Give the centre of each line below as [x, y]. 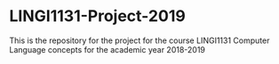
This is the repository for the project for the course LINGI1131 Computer [139, 40]
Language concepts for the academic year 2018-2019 [108, 49]
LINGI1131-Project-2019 [98, 16]
